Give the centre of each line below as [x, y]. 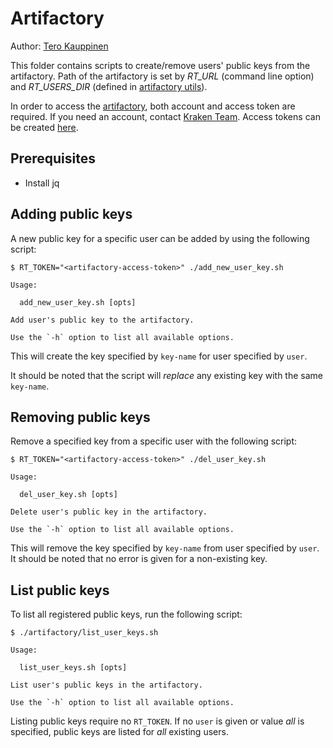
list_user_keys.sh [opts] [73, 668]
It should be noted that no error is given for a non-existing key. [139, 559]
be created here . [44, 127]
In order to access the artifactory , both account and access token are [153, 106]
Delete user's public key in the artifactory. [109, 512]
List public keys [60, 590]
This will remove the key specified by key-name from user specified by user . [165, 548]
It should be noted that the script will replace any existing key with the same [167, 375]
